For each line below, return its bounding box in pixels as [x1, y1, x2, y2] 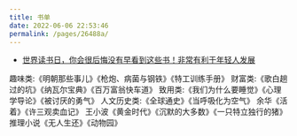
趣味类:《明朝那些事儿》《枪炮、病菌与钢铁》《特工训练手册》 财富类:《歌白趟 [9, 73, 288, 84]
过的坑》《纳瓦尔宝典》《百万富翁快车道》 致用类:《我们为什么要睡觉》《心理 [9, 85, 282, 95]
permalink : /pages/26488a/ [9, 29, 109, 38]
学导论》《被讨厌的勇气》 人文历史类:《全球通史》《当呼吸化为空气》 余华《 [9, 95, 280, 106]
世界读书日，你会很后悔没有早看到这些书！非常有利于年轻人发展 [21, 55, 255, 65]
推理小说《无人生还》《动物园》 [9, 117, 122, 128]
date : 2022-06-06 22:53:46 [9, 21, 109, 30]
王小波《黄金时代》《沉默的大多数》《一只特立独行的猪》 [84, 107, 287, 117]
